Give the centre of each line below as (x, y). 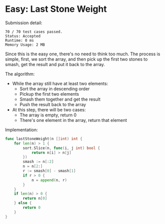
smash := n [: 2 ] (38, 162)
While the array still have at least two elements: (60, 83)
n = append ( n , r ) (49, 180)
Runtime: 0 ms (20, 40)
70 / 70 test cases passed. (34, 32)
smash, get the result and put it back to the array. (55, 64)
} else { (23, 203)
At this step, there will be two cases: (49, 110)
